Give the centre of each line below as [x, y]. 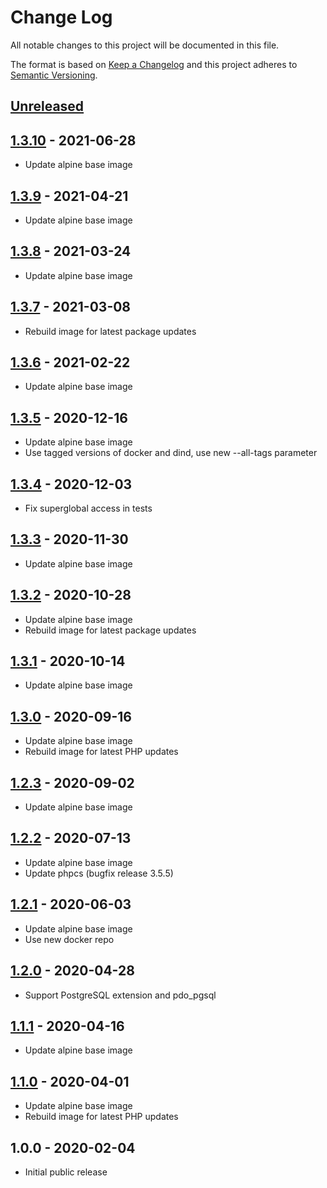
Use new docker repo [69, 939]
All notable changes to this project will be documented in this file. [145, 45]
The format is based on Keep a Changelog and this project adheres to [154, 64]
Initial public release [66, 1172]
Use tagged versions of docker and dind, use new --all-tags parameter [171, 453]
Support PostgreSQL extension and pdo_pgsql [120, 995]
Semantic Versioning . [54, 75]
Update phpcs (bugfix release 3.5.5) [99, 873]
